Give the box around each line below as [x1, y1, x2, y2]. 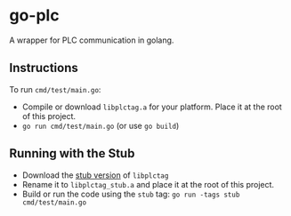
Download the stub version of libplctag [21, 170, 169, 180]
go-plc [9, 5, 60, 26]
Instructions [9, 60, 78, 76]
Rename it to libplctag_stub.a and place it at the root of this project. [21, 179, 274, 189]
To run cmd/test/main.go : [9, 84, 101, 94]
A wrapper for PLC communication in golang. [9, 35, 174, 45]
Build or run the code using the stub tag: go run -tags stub [21, 188, 240, 199]
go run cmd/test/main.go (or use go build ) [21, 120, 180, 131]
